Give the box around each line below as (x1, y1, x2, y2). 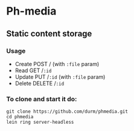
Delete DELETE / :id (14, 79, 65, 87)
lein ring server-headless (6, 119, 74, 126)
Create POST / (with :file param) (14, 60, 100, 67)
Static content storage (6, 29, 92, 39)
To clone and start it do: (6, 95, 77, 103)
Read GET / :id (14, 67, 52, 74)
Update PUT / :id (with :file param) (14, 73, 106, 80)
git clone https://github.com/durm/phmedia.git (6, 109, 129, 115)
